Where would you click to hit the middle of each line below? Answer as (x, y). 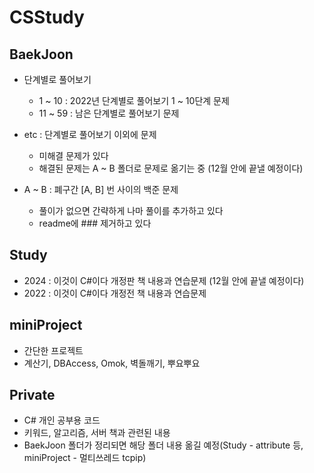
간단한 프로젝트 (53, 350)
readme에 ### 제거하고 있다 (95, 223)
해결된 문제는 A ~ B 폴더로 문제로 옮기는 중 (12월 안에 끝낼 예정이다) (171, 168)
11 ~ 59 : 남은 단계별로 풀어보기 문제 (109, 113)
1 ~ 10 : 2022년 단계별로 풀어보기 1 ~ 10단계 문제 (134, 100)
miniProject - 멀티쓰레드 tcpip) (85, 458)
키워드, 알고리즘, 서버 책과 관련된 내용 (97, 433)
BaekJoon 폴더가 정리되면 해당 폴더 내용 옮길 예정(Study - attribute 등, (163, 445)
